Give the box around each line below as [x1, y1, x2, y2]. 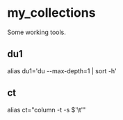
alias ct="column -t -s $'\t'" [7, 105, 86, 114]
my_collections [7, 5, 96, 21]
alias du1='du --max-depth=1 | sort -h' [7, 66, 117, 75]
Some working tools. [7, 28, 66, 36]
